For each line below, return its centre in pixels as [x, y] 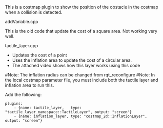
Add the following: [23, 95]
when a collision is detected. [34, 12]
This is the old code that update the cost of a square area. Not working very [81, 31]
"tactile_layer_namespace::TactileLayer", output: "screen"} [69, 112]
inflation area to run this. [30, 85]
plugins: [14, 104]
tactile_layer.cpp [21, 46]
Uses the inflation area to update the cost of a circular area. [72, 60]
